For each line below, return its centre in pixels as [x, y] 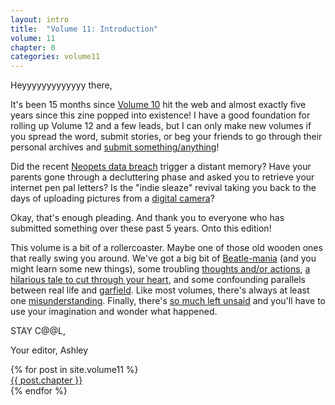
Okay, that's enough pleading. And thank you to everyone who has [147, 218]
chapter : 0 [33, 47]
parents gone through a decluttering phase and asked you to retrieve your [162, 177]
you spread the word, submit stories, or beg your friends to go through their [166, 137]
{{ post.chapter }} [46, 380]
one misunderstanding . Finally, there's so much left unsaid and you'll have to [168, 301]
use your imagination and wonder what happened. [114, 312]
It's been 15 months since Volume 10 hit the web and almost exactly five [158, 105]
